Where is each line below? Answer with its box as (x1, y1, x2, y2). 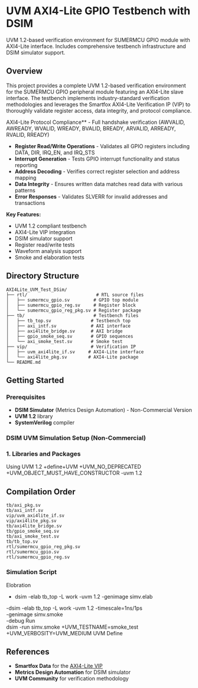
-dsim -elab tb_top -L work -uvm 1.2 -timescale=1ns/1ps (6, 604, 143, 612)
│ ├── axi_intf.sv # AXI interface (6, 323, 131, 329)
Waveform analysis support (14, 247, 82, 254)
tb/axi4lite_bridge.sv (6, 523, 62, 529)
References (6, 647, 50, 657)
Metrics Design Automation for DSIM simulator (14, 668, 131, 676)
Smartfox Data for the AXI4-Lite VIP (14, 663, 103, 670)
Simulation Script (6, 568, 57, 576)
